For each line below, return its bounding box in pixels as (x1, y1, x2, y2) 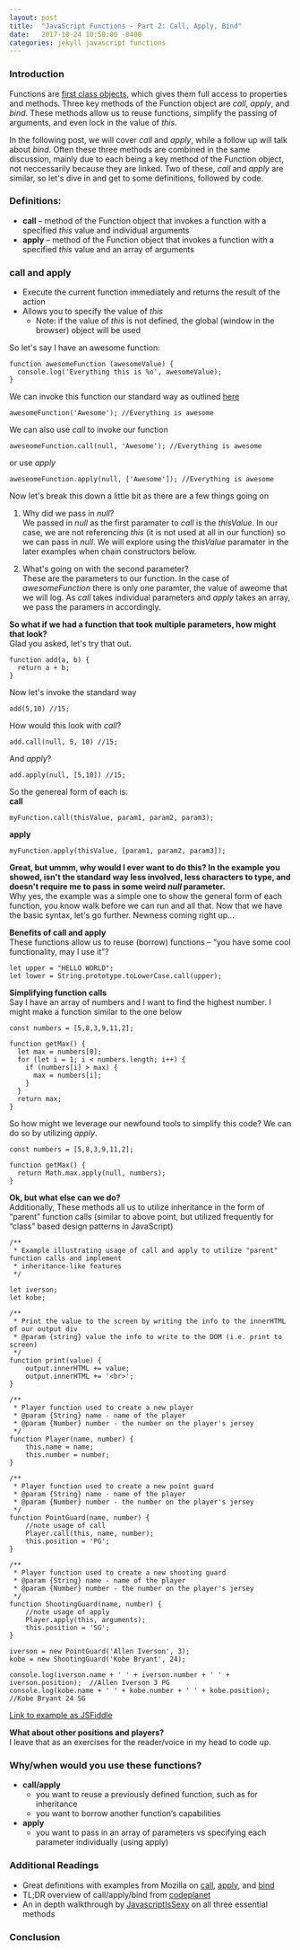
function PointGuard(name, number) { (9, 1513, 150, 1522)
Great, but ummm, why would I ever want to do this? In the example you (9, 862, 280, 873)
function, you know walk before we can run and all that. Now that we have (9, 900, 283, 912)
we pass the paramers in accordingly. (21, 602, 161, 613)
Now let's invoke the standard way (9, 687, 137, 698)
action (21, 296, 47, 307)
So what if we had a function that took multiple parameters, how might (9, 619, 277, 630)
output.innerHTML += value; (25, 1364, 130, 1373)
